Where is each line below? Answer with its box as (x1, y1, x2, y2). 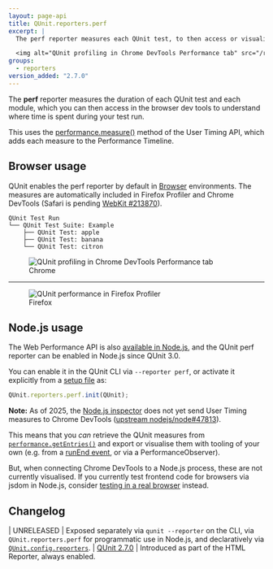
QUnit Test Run (8, 214, 60, 222)
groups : (8, 57, 35, 65)
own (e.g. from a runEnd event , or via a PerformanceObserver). (8, 448, 221, 458)
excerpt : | (8, 27, 45, 35)
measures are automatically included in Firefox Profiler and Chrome (8, 189, 234, 199)
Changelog (8, 504, 66, 518)
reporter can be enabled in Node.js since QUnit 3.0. (8, 351, 181, 361)
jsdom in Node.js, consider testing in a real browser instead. (8, 480, 210, 490)
